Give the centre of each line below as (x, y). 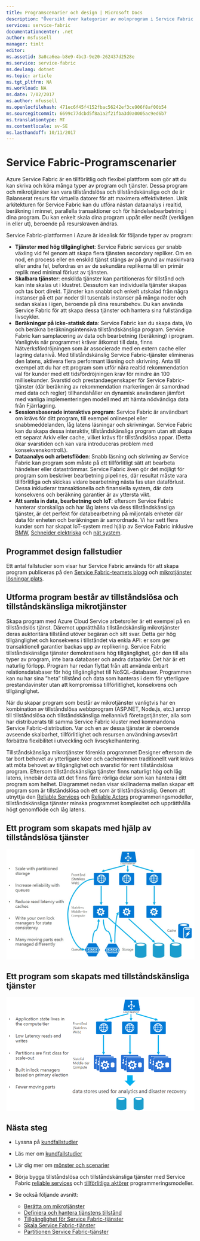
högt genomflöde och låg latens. (46, 809)
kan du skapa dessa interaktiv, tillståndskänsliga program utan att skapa (104, 431)
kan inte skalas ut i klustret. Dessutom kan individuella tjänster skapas (101, 285)
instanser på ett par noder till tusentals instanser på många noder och (101, 298)
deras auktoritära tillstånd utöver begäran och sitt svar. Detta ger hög (91, 634)
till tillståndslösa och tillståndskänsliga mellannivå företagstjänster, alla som (99, 715)
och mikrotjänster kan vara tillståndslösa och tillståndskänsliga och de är (96, 192)
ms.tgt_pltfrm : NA (29, 82)
